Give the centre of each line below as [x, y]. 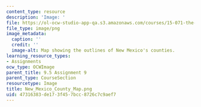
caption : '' [27, 39]
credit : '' [25, 45]
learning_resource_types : [38, 56]
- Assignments [24, 61]
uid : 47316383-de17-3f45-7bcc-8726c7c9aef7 [61, 95]
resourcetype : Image [32, 84]
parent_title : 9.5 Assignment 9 [46, 73]
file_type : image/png [33, 28]
